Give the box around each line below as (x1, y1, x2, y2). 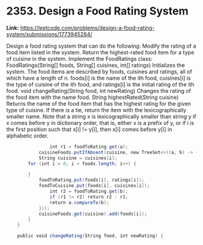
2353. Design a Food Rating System (6, 4, 188, 18)
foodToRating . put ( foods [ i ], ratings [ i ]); (38, 177, 145, 183)
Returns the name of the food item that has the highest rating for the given (6, 100, 192, 107)
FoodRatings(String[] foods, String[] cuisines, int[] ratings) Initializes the (6, 62, 185, 69)
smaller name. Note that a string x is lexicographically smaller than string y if (6, 113, 196, 120)
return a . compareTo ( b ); (49, 199, 110, 206)
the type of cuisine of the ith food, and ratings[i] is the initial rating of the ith (6, 80, 195, 88)
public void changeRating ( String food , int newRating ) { (17, 233, 164, 239)
